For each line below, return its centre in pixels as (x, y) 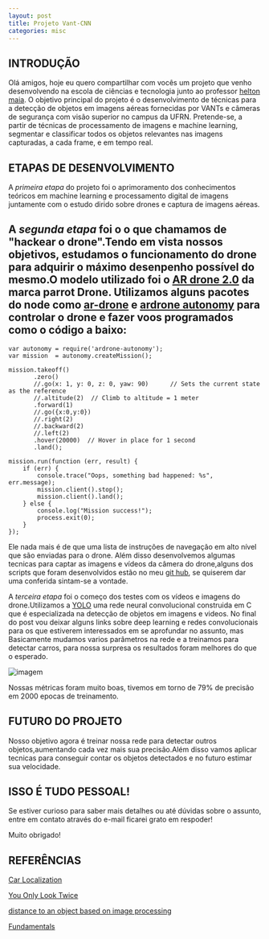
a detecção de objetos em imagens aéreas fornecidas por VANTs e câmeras (134, 109)
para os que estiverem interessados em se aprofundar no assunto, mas (126, 630)
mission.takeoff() (39, 370)
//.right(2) (53, 419)
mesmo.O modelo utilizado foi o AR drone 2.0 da (131, 280)
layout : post (30, 16)
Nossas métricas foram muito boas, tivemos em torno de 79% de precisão (131, 687)
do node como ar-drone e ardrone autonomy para (134, 305)
